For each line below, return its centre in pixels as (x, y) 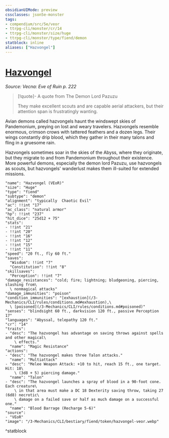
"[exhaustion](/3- (79, 298)
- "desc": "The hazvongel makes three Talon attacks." (64, 355)
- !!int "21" (19, 227)
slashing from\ (21, 285)
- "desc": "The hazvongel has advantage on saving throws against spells (84, 333)
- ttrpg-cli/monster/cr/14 (34, 29)
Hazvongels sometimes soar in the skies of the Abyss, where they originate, (84, 152)
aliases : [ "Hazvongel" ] (30, 47)
